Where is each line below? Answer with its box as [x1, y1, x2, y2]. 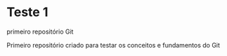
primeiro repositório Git [6, 27, 74, 36]
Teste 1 [6, 4, 48, 20]
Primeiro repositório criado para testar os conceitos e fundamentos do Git [6, 41, 221, 49]
